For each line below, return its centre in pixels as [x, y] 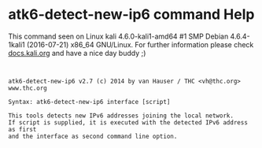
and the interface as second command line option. [93, 136]
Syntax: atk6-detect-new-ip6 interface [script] [89, 102]
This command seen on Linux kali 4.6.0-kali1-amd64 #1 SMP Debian [118, 36]
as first [22, 129]
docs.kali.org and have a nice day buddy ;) [77, 53]
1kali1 [17, 44]
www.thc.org [28, 88]
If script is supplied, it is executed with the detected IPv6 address [128, 122]
